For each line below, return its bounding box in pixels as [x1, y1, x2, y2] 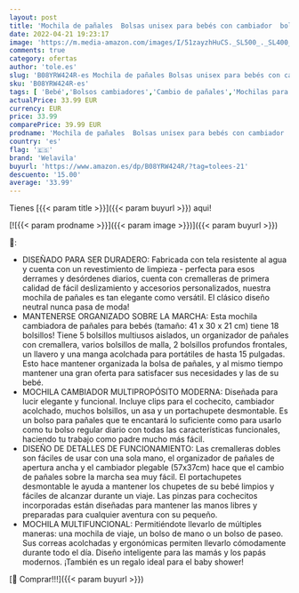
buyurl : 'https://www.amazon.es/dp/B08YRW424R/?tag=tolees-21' [9, 162, 249, 171]
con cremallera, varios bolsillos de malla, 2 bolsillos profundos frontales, [21, 340, 287, 350]
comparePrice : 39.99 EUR [9, 121, 101, 130]
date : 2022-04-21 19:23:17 [9, 29, 109, 38]
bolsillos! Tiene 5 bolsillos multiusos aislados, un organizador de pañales [21, 330, 289, 341]
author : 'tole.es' [9, 63, 77, 72]
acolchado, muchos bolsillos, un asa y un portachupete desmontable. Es [21, 405, 288, 416]
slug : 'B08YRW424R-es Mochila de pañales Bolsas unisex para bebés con [9, 71, 280, 80]
